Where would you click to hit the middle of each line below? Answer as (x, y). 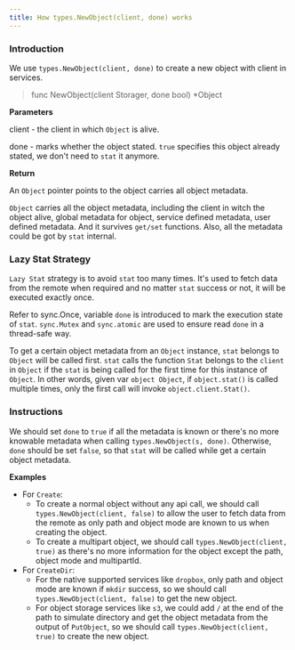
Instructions (36, 412)
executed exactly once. (52, 297)
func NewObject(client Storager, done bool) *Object (127, 94)
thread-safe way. (40, 334)
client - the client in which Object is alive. (84, 129)
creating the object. (71, 532)
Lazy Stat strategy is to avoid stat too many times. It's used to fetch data (144, 279)
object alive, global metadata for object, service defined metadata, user (140, 217)
